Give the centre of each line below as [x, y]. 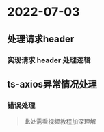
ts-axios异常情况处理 [52, 84]
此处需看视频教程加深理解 [60, 122]
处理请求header [41, 39]
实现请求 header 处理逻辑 [49, 60]
